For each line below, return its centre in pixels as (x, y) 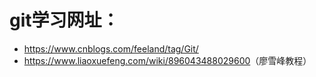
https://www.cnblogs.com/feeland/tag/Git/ (111, 48)
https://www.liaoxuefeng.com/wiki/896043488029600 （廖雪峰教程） (167, 60)
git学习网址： (64, 20)
